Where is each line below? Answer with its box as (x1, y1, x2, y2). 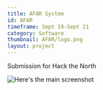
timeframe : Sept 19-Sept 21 (7, 23, 90, 30)
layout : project (7, 43, 55, 50)
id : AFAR (7, 17, 33, 24)
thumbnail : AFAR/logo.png (7, 36, 83, 43)
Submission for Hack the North (7, 62, 97, 70)
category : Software (7, 29, 64, 37)
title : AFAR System (7, 10, 64, 17)
